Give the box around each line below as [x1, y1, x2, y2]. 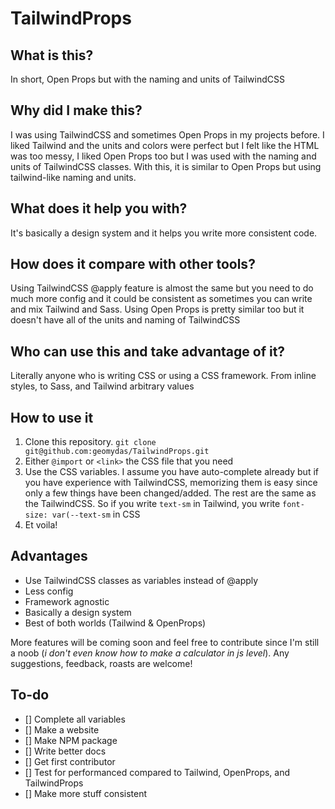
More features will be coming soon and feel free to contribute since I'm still [10, 636, 320, 648]
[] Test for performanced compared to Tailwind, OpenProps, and [24, 766, 291, 778]
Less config [24, 585, 74, 597]
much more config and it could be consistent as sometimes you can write [10, 293, 313, 305]
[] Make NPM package [24, 734, 118, 746]
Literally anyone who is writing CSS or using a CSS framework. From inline [10, 370, 317, 382]
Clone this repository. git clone [24, 436, 157, 448]
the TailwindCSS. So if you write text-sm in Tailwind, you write [24, 498, 281, 510]
